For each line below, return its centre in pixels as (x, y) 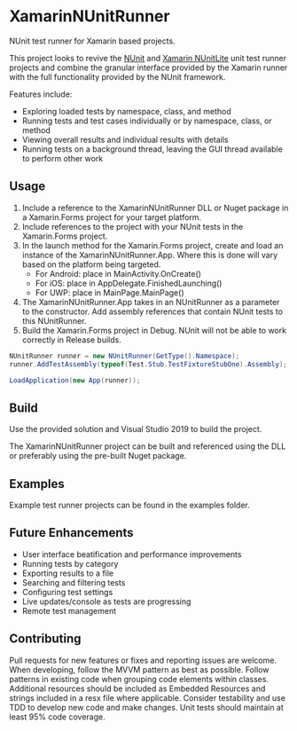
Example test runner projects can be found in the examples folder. (129, 505)
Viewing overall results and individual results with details (125, 139)
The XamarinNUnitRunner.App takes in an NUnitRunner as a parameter (151, 302)
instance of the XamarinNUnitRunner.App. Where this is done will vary (150, 255)
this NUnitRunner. (54, 320)
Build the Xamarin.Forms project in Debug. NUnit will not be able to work (154, 330)
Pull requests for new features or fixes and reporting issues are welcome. (143, 660)
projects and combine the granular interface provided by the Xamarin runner (148, 67)
